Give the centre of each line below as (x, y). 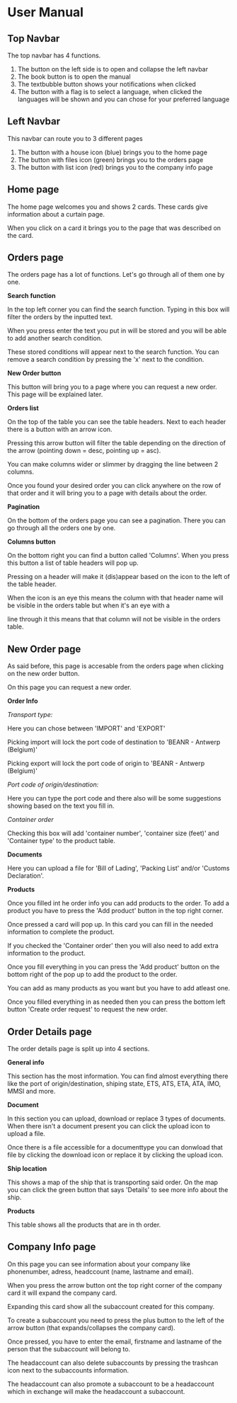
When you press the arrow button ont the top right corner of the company (115, 1285)
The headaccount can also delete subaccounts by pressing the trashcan (113, 1363)
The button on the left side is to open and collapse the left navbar (113, 69)
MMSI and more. (31, 1092)
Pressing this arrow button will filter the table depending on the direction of (117, 443)
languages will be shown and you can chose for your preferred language (123, 99)
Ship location (27, 1169)
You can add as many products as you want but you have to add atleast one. (119, 988)
